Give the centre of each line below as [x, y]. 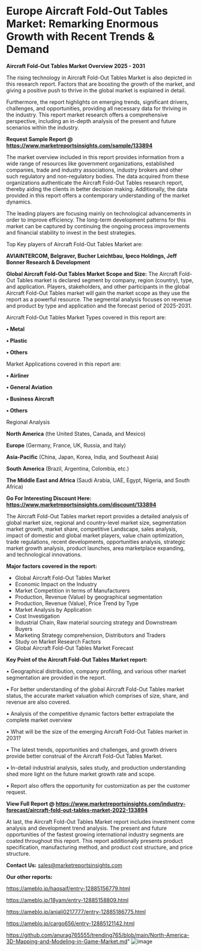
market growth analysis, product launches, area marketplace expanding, [95, 548]
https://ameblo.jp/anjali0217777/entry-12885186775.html [76, 911]
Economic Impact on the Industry [56, 584]
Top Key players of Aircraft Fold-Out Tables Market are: [74, 244]
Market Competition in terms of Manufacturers [72, 590]
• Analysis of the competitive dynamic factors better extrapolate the [90, 713]
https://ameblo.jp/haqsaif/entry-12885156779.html [68, 888]
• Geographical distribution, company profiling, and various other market [96, 671]
